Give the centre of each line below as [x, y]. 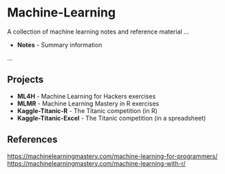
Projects [25, 80]
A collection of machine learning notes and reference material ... [98, 32]
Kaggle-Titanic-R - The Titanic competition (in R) [87, 110]
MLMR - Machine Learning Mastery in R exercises [88, 103]
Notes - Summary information [60, 45]
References [32, 139]
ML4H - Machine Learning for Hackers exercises [86, 96]
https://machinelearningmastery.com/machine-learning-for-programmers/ [112, 156]
